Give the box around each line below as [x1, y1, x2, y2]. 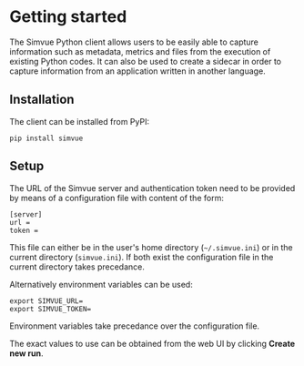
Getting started [9, 6, 127, 27]
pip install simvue [9, 134, 84, 143]
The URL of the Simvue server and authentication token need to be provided [9, 182, 296, 193]
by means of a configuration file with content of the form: [9, 192, 225, 203]
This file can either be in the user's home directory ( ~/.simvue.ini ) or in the [9, 241, 293, 252]
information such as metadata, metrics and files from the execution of [9, 46, 271, 56]
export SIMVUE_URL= [9, 296, 84, 306]
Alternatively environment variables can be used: [9, 279, 193, 290]
